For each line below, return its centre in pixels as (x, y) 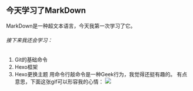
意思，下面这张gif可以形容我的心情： (59, 82)
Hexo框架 (26, 67)
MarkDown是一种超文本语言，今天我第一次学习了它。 (71, 26)
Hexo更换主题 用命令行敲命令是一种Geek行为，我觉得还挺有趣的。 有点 (101, 75)
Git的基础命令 (31, 60)
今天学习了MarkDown (46, 11)
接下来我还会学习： (29, 41)
